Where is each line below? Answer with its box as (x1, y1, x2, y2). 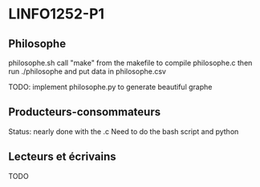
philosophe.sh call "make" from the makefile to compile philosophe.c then (8, 58, 253, 67)
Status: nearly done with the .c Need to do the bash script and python (8, 126, 239, 136)
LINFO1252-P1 (8, 5, 105, 23)
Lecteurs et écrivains (8, 150, 116, 164)
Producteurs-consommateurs (8, 105, 161, 119)
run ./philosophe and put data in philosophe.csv (8, 67, 167, 76)
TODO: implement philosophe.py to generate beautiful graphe (8, 82, 213, 91)
